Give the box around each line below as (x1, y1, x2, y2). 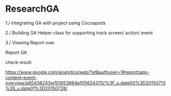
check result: (5, 59, 33, 65)
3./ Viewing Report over (5, 39, 55, 46)
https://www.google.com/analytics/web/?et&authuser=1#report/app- (5, 69, 150, 75)
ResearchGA (5, 3, 60, 15)
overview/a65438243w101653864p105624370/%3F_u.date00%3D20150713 (5, 80, 166, 86)
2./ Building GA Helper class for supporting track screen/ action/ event (5, 29, 153, 36)
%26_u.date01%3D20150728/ (5, 85, 68, 91)
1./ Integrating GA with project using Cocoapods (5, 20, 106, 26)
